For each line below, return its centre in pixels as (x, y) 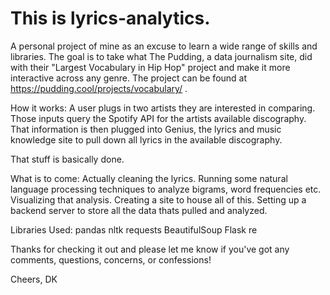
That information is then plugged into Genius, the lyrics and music (146, 129)
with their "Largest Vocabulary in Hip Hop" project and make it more (150, 67)
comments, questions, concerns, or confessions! (111, 259)
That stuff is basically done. (67, 159)
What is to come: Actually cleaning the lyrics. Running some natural (149, 178)
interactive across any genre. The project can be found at (129, 78)
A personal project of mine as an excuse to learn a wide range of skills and (164, 46)
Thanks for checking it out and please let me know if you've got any (150, 249)
